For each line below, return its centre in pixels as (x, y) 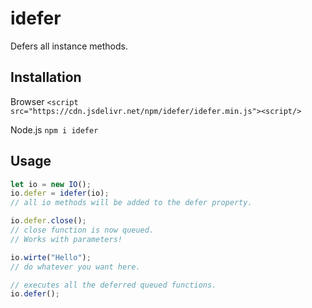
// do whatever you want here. (75, 267)
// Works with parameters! (66, 239)
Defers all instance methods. (69, 46)
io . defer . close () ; (48, 221)
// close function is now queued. (82, 230)
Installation (46, 77)
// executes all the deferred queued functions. (113, 285)
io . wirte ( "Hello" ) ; (51, 257)
